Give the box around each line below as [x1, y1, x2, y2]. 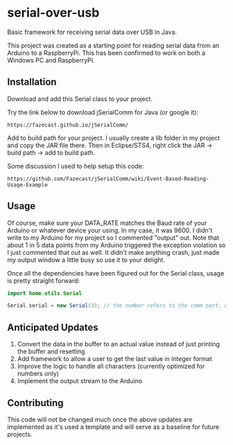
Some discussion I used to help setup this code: [7, 162, 144, 170]
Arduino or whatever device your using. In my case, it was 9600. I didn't [7, 226, 213, 234]
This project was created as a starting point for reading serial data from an [7, 41, 220, 49]
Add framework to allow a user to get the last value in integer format [17, 355, 213, 363]
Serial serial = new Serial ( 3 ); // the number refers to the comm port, [7, 302, 222, 310]
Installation [7, 76, 57, 88]
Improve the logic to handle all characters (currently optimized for [17, 362, 205, 371]
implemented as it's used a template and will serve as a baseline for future [7, 422, 220, 431]
